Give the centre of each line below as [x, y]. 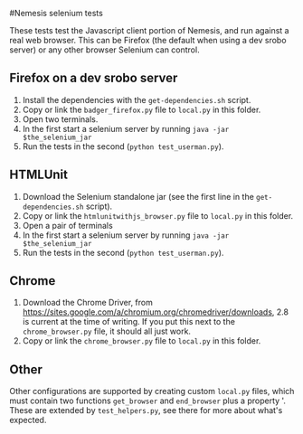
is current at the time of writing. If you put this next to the [128, 322]
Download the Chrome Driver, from [88, 303]
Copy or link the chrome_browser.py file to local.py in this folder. [142, 341]
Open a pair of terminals [67, 225]
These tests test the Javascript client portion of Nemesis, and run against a [149, 30]
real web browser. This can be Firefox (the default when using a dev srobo [148, 40]
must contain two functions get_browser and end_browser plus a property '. [148, 401]
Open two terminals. [60, 119]
